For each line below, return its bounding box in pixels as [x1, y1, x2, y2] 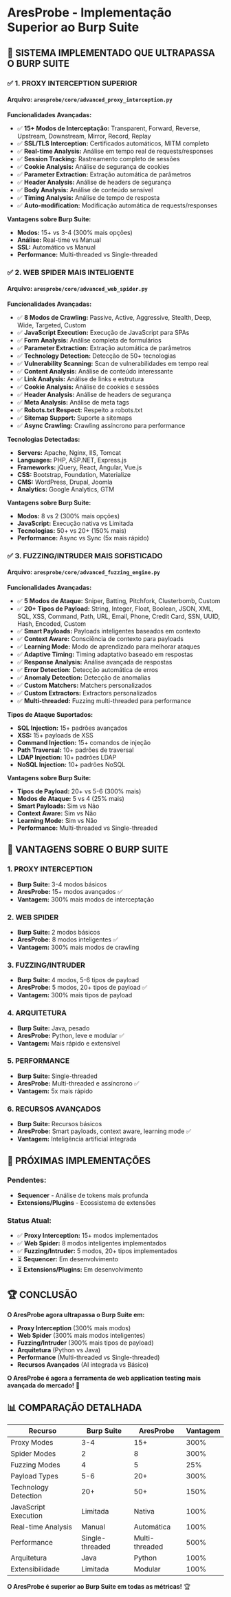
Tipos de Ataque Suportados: [7, 710, 93, 718]
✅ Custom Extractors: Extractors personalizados [16, 689, 157, 697]
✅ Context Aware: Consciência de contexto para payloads [16, 634, 184, 642]
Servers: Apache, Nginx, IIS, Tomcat [16, 448, 122, 456]
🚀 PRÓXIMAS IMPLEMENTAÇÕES [7, 1154, 151, 1166]
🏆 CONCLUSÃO [7, 1289, 78, 1301]
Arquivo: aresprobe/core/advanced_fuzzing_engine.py [7, 568, 160, 576]
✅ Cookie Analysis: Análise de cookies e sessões [16, 383, 159, 391]
